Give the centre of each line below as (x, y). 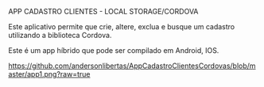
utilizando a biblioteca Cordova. (60, 35)
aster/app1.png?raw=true (49, 74)
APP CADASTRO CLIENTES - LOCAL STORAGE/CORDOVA (103, 11)
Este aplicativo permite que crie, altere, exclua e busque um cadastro (122, 26)
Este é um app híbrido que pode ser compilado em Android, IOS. (114, 50)
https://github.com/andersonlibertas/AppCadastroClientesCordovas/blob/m (132, 66)
